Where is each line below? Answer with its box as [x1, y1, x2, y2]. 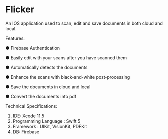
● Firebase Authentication [5, 45, 60, 51]
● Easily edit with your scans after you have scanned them [5, 54, 127, 61]
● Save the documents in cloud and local [5, 84, 91, 90]
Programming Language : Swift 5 [12, 118, 81, 124]
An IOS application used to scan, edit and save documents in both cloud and [5, 20, 163, 26]
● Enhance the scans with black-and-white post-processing [5, 74, 130, 80]
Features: [5, 35, 25, 41]
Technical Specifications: [5, 103, 58, 109]
